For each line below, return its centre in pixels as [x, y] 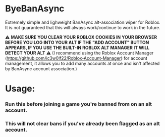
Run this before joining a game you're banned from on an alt [79, 104]
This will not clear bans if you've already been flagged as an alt [82, 123]
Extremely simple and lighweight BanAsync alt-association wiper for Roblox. [83, 22]
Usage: [20, 89]
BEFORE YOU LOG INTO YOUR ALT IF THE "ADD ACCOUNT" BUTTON [77, 42]
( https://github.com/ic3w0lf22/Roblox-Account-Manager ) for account [76, 58]
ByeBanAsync [35, 9]
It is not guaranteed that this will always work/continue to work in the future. [83, 27]
